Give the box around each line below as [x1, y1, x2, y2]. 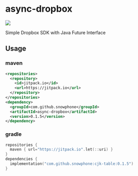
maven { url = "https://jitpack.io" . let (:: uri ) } [10, 147, 113, 152]
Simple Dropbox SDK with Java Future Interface [5, 29, 106, 36]
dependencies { [5, 157, 38, 162]
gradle [5, 131, 22, 138]
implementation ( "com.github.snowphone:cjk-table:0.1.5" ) [10, 161, 134, 166]
